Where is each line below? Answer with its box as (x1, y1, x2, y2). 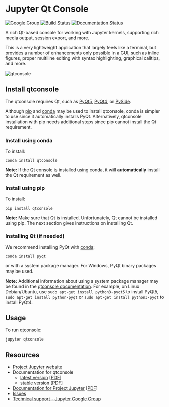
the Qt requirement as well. (5, 172, 62, 178)
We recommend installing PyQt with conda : (5, 244, 95, 250)
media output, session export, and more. (5, 35, 90, 41)
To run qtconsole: (5, 327, 42, 333)
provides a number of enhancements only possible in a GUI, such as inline (5, 50, 159, 56)
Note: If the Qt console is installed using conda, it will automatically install (5, 167, 160, 173)
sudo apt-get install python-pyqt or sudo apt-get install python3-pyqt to (5, 294, 164, 300)
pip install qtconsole (5, 206, 53, 211)
